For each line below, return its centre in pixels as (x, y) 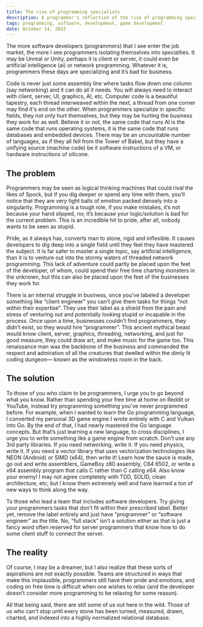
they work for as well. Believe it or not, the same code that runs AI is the (96, 122)
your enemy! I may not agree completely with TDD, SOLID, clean (86, 477)
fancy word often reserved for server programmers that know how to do (96, 527)
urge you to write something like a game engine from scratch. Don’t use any (101, 438)
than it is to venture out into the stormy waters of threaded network (90, 257)
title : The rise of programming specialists (63, 12)
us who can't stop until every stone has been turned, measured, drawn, (95, 611)
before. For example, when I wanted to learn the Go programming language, (101, 412)
